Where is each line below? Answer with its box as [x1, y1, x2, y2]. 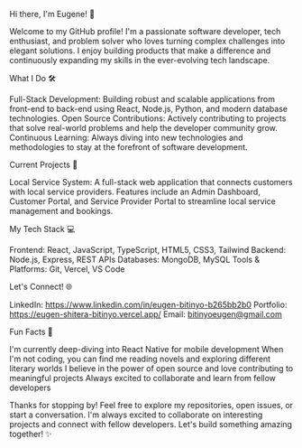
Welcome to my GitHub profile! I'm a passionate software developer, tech [9, 26, 281, 36]
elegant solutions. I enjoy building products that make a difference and [9, 45, 271, 56]
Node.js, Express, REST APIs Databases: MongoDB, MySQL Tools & [9, 254, 261, 265]
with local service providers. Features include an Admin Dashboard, [9, 186, 261, 197]
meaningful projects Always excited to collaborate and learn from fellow [9, 373, 277, 383]
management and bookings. [9, 206, 114, 216]
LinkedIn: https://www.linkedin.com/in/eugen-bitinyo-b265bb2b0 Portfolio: [9, 299, 288, 310]
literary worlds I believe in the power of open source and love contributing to [9, 363, 294, 374]
